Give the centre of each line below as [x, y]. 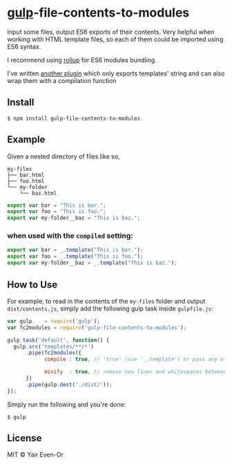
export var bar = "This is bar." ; [57, 205]
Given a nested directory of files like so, [64, 156]
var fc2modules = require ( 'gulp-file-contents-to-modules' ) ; [97, 327]
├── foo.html [26, 181]
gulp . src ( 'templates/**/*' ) [54, 346]
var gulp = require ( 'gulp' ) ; [54, 321]
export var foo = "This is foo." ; [57, 212]
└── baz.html [38, 193]
